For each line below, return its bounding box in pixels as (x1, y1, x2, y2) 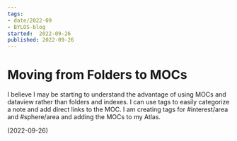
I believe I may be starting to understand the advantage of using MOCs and (7, 90, 226, 99)
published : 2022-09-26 (7, 37, 74, 44)
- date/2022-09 (7, 17, 52, 24)
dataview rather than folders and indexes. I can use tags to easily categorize (7, 98, 230, 106)
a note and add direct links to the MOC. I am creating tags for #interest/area (7, 105, 229, 114)
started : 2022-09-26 (7, 30, 71, 37)
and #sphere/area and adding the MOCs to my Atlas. (7, 113, 161, 121)
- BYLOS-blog (7, 23, 46, 30)
